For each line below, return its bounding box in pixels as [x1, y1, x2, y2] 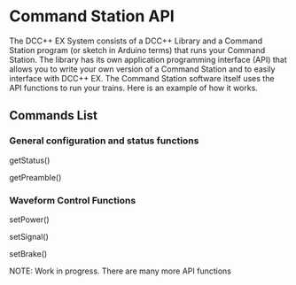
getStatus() [9, 155, 51, 166]
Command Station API [9, 6, 175, 27]
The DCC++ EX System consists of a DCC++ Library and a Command [9, 35, 263, 46]
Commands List [9, 108, 97, 123]
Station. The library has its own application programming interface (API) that [9, 54, 288, 65]
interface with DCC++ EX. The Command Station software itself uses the [9, 73, 275, 83]
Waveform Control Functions [9, 194, 136, 206]
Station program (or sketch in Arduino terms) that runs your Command [9, 44, 266, 55]
